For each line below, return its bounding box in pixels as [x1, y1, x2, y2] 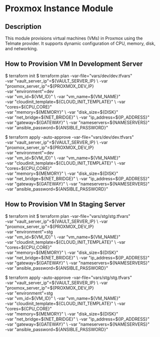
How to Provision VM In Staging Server [5, 200, 125, 209]
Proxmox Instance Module [5, 3, 114, 14]
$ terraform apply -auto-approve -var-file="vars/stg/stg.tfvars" [5, 274, 132, 280]
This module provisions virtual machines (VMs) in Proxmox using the [5, 35, 143, 41]
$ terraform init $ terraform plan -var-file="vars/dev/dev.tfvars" [5, 73, 133, 79]
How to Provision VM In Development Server [5, 60, 143, 68]
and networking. [5, 46, 38, 51]
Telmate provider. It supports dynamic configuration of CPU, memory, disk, [5, 41, 156, 46]
